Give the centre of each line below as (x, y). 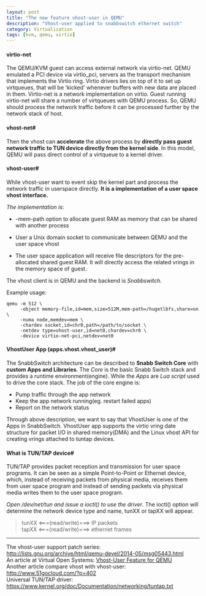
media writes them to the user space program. (65, 493)
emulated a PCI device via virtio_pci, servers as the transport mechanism (99, 75)
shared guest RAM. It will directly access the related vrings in (117, 262)
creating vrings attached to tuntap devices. (61, 438)
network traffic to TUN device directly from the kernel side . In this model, (101, 148)
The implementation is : (35, 207)
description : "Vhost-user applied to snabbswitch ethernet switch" (94, 23)
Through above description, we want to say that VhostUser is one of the (97, 419)
